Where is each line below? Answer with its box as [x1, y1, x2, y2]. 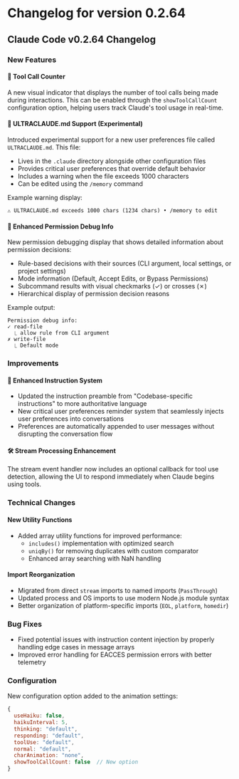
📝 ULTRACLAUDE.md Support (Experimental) [7, 120, 144, 128]
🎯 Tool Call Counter [7, 73, 65, 81]
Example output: [7, 303, 55, 312]
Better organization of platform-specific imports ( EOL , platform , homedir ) [17, 601, 229, 610]
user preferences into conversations [17, 414, 124, 423]
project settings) [17, 267, 66, 276]
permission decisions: [7, 246, 72, 254]
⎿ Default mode [14, 342, 59, 350]
